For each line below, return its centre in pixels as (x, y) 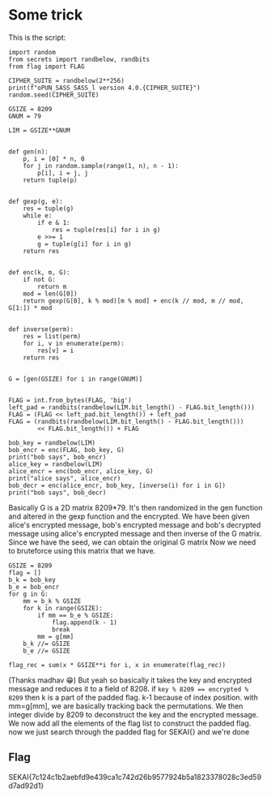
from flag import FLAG (47, 67)
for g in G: (28, 594)
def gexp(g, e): (36, 201)
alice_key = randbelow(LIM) (56, 464)
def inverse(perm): (41, 329)
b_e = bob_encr (34, 587)
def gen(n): (28, 152)
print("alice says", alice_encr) (65, 478)
